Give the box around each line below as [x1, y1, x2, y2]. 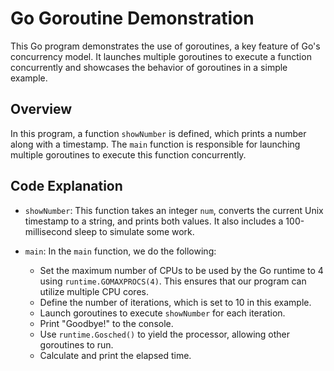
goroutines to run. [39, 338, 114, 351]
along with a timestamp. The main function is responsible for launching [10, 138, 301, 150]
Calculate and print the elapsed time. [39, 349, 192, 361]
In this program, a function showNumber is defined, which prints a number [10, 127, 307, 139]
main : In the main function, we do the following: [24, 245, 217, 257]
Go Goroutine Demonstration [10, 7, 255, 30]
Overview [10, 101, 73, 118]
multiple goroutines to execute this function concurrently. [10, 148, 247, 161]
